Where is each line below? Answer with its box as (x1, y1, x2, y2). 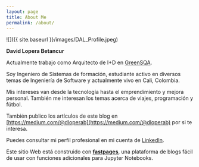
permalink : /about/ (6, 20, 55, 26)
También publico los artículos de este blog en (6, 112, 118, 119)
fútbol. (6, 101, 23, 108)
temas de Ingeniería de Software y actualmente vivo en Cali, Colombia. (6, 77, 180, 84)
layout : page (6, 8, 39, 15)
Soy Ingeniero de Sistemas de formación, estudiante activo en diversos (6, 71, 181, 78)
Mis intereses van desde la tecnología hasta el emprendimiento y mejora (6, 89, 184, 96)
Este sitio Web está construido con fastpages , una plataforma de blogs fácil (6, 148, 193, 155)
